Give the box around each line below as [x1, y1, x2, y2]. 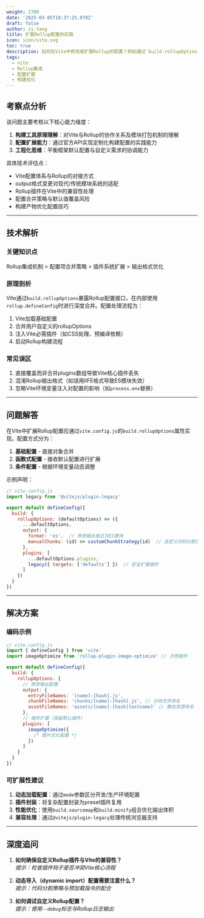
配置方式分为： [16, 435, 55, 442]
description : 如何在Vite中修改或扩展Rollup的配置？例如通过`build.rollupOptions [6, 49, 200, 55]
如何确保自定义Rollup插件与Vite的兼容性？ [15, 857, 123, 864]
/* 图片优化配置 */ [33, 732, 77, 738]
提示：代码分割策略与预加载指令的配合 [15, 885, 111, 892]
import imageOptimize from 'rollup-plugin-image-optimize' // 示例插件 [6, 653, 188, 659]
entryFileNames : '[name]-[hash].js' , [28, 692, 123, 699]
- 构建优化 [12, 77, 36, 83]
